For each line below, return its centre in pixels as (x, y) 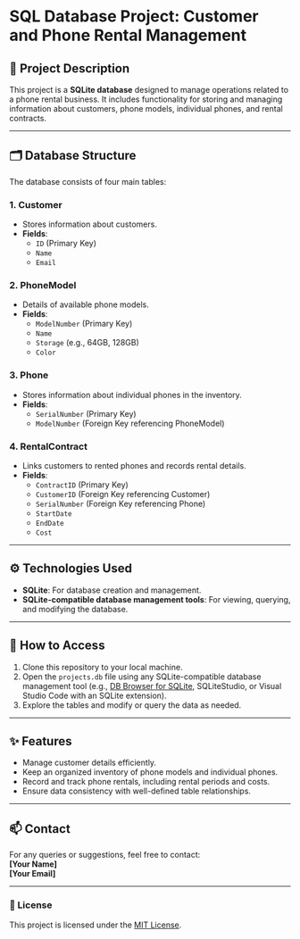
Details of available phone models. (86, 304)
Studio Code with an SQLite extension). (94, 695)
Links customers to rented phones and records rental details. (134, 465)
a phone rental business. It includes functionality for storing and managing (146, 99)
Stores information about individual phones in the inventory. (132, 395)
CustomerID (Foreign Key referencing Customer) (123, 494)
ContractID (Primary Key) (82, 485)
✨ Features (41, 741)
